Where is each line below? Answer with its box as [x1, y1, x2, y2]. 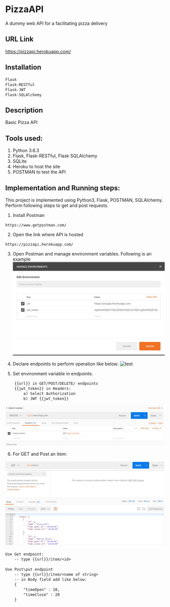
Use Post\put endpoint [5, 567, 53, 572]
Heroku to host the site [12, 163, 61, 170]
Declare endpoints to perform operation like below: [12, 361, 119, 367]
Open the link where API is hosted [12, 232, 83, 237]
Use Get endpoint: [5, 552, 44, 557]
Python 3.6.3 [12, 148, 39, 154]
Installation [5, 63, 41, 72]
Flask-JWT [5, 87, 26, 92]
